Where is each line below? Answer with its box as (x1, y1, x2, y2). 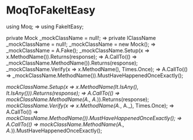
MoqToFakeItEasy (6, 4, 96, 17)
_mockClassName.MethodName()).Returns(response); (6, 59, 138, 66)
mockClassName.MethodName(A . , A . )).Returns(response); (6, 95, 149, 103)
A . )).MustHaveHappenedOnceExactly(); (6, 127, 102, 134)
